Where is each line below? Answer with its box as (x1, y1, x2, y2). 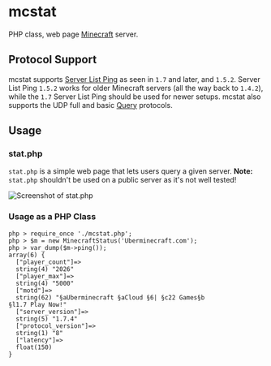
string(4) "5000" (15, 279, 75, 287)
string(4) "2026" (15, 265, 75, 273)
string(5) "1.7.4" (15, 315, 79, 323)
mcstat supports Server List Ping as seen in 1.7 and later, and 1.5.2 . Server (8, 74, 261, 84)
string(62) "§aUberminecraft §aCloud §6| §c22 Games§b (15, 293, 205, 302)
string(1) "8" (15, 329, 63, 337)
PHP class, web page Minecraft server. (8, 29, 139, 39)
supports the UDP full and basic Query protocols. (8, 100, 173, 110)
